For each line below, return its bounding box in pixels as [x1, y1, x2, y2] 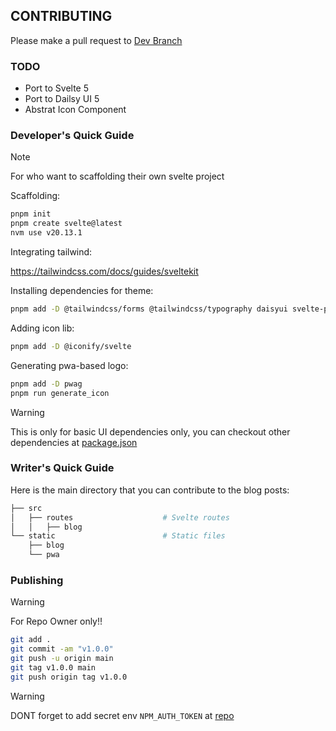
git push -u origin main [10, 654, 114, 664]
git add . [10, 635, 52, 645]
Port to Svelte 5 [24, 82, 90, 94]
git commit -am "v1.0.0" [10, 644, 114, 654]
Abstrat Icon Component [24, 104, 127, 116]
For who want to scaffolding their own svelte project [10, 170, 225, 183]
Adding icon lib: [10, 322, 75, 334]
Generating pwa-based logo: [10, 359, 129, 371]
